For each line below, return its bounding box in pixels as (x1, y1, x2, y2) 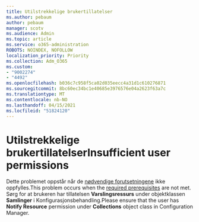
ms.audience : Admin (6, 31, 55, 37)
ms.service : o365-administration (6, 42, 89, 48)
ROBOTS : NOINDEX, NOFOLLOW (6, 47, 73, 53)
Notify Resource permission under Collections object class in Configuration (6, 203, 193, 210)
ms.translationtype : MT (6, 91, 65, 97)
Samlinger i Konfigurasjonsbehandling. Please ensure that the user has (6, 197, 179, 204)
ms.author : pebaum (6, 14, 52, 20)
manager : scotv (6, 25, 44, 31)
